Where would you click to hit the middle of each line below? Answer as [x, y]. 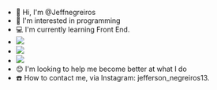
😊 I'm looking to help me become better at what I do [101, 69]
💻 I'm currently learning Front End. [73, 29]
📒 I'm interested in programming [68, 21]
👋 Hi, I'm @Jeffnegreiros [56, 12]
